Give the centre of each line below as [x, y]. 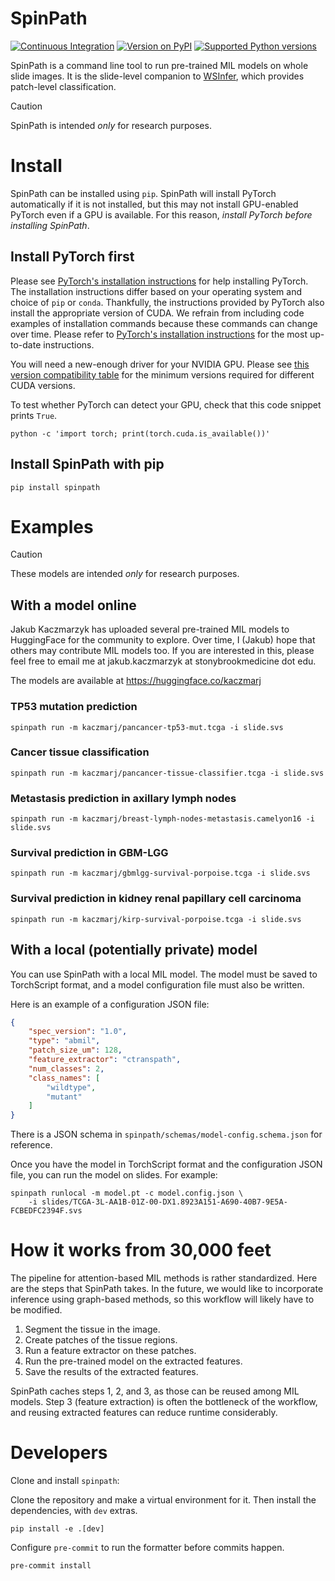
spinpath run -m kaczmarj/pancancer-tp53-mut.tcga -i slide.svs [147, 727]
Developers [59, 1453]
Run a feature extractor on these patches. [110, 1351]
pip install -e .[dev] [57, 1529]
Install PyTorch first [72, 257]
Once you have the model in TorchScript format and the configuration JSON [166, 1164]
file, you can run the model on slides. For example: [114, 1175]
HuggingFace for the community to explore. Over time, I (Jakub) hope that [163, 640]
